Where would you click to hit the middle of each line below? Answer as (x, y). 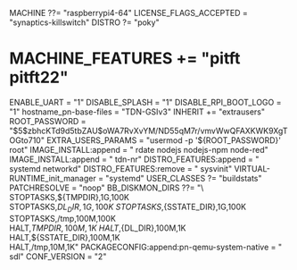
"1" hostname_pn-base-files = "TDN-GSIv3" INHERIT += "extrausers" (137, 112)
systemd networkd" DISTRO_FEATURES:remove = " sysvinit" (121, 168)
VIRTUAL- (252, 168)
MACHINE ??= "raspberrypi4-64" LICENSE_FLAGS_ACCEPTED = (128, 13)
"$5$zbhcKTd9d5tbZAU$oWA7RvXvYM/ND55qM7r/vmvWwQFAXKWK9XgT (148, 131)
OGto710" (27, 140)
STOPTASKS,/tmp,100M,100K (62, 218)
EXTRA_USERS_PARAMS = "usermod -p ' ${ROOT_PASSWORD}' (164, 140)
